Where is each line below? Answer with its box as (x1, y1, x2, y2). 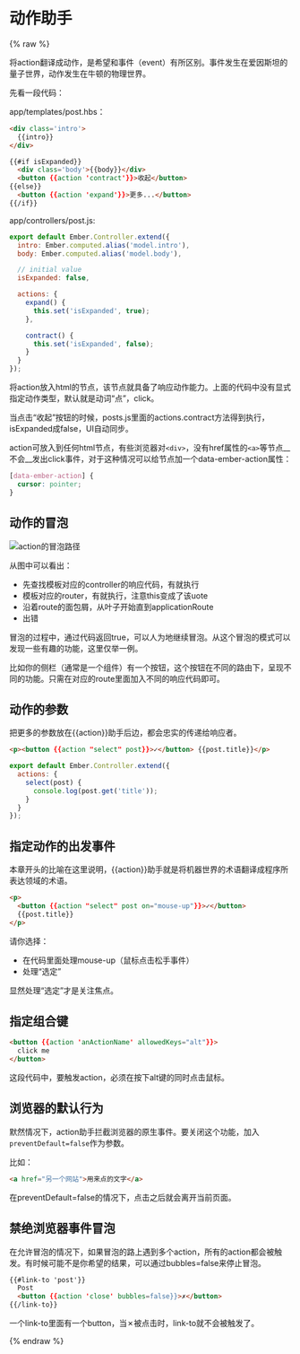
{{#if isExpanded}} (9, 157, 82, 166)
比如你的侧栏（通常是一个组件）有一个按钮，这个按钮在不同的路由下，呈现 (9, 661, 284, 673)
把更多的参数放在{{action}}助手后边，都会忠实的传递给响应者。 (9, 728, 242, 738)
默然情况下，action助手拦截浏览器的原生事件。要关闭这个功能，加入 (9, 1126, 260, 1137)
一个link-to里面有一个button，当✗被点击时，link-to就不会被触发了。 (9, 1318, 260, 1329)
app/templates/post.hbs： (9, 106, 106, 117)
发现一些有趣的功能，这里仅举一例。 (9, 642, 143, 653)
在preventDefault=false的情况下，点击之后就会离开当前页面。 (9, 1192, 236, 1202)
